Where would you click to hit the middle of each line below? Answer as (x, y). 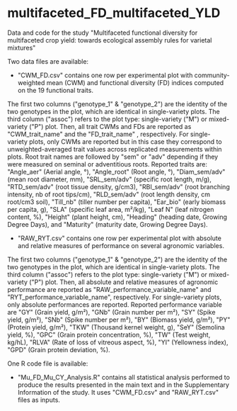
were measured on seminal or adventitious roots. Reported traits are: (107, 164)
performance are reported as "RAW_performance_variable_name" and (109, 289)
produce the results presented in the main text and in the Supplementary (123, 385)
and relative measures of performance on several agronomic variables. (121, 245)
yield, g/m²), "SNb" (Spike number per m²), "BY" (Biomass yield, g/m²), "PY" (119, 320)
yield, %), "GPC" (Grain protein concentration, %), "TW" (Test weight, (109, 334)
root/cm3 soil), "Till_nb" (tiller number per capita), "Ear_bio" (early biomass (117, 202)
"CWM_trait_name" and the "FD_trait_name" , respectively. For (98, 134)
